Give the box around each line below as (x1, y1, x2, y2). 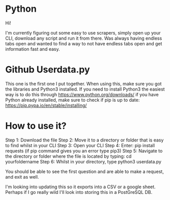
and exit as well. (5, 174, 39, 180)
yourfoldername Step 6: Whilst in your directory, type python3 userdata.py (5, 158, 162, 164)
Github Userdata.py (5, 64, 90, 75)
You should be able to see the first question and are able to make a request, (5, 168, 164, 175)
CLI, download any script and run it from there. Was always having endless (5, 35, 162, 41)
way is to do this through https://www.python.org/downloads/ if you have (5, 91, 159, 97)
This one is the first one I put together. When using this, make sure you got (5, 80, 162, 87)
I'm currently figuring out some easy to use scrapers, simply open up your (5, 30, 161, 36)
